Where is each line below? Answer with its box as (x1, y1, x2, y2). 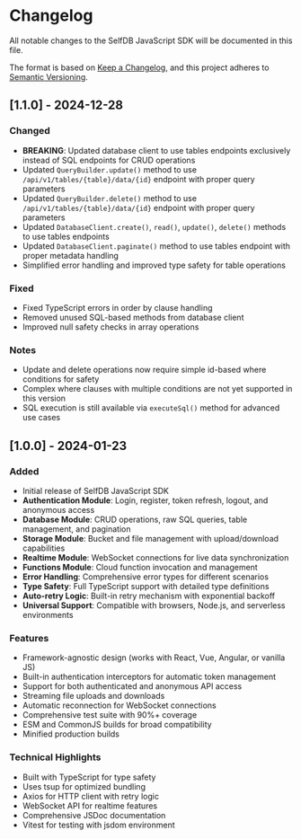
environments (22, 609, 74, 620)
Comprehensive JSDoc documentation (22, 809, 166, 820)
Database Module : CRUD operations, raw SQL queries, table (22, 514, 248, 525)
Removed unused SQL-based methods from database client (22, 312, 244, 322)
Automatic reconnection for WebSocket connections (22, 700, 217, 711)
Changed (9, 125, 51, 137)
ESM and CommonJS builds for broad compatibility (22, 720, 213, 730)
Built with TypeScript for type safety (22, 772, 156, 782)
